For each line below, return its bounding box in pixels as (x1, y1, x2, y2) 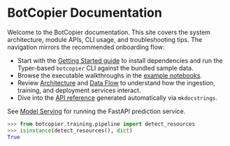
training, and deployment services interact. (17, 86, 141, 94)
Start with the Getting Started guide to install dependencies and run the (17, 56, 223, 64)
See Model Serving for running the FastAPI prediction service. (7, 107, 186, 115)
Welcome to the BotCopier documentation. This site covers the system (7, 28, 211, 36)
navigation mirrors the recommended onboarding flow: (7, 43, 165, 51)
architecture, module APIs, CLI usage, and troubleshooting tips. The (7, 35, 203, 43)
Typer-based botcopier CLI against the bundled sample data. (17, 64, 194, 72)
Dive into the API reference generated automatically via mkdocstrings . (17, 93, 218, 102)
